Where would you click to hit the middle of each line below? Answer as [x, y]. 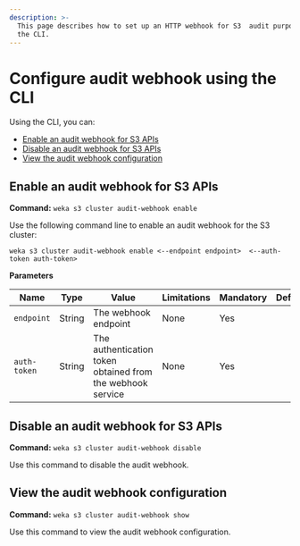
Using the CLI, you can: [52, 122]
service [109, 394]
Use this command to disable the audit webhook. [99, 465]
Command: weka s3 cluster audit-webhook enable [104, 208]
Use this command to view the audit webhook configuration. [120, 532]
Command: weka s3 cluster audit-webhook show [100, 514]
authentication [123, 349]
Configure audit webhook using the [143, 78]
